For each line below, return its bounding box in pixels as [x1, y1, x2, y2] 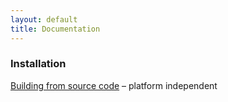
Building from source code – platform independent [10, 79, 218, 91]
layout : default [10, 14, 78, 25]
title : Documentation [10, 24, 101, 34]
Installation [10, 57, 67, 71]
